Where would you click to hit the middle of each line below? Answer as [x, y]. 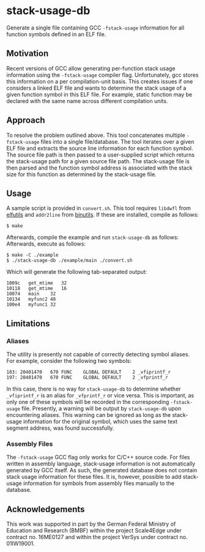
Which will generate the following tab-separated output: [77, 272]
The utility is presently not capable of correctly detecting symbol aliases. [98, 354]
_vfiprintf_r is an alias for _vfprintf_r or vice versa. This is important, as [100, 395]
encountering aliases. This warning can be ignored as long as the [89, 415]
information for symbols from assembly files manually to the [99, 483]
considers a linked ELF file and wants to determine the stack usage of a [96, 88]
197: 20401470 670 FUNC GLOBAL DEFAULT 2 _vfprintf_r [87, 378]
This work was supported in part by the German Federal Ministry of [91, 524]
